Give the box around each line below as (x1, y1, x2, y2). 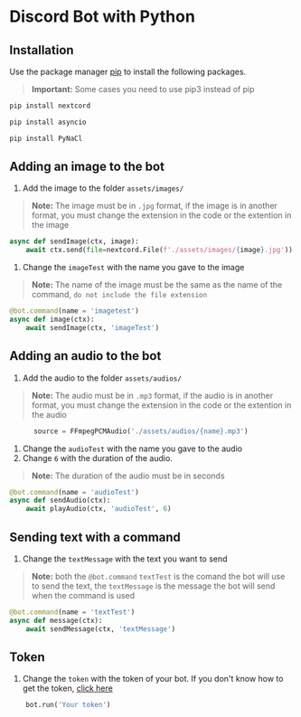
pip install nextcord (9, 101, 91, 110)
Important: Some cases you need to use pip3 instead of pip (31, 84, 255, 94)
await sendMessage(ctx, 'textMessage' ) (25, 624, 176, 634)
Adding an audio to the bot (9, 348, 162, 363)
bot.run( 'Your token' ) (25, 701, 111, 710)
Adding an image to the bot (9, 159, 165, 175)
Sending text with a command (9, 529, 181, 544)
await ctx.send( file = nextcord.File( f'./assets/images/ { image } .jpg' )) (25, 246, 294, 255)
